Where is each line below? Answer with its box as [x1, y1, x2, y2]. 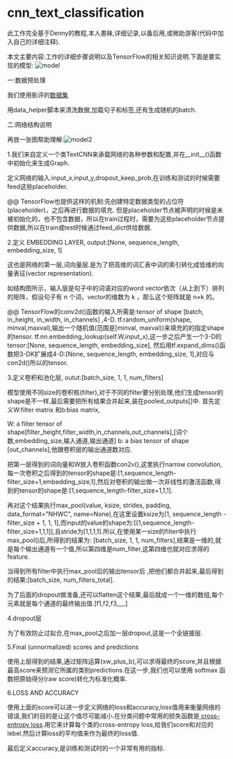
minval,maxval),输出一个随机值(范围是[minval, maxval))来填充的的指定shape [7, 323, 225, 332]
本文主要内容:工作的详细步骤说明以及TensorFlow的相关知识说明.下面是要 [7, 52, 215, 61]
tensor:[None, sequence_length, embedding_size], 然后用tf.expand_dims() [7, 340, 220, 350]
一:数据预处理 [7, 75, 47, 84]
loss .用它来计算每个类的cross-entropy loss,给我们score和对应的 [31, 720, 214, 728]
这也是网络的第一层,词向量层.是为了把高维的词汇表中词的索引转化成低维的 [7, 260, 218, 269]
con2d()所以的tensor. [7, 358, 68, 367]
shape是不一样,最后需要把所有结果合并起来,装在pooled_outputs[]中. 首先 [7, 396, 215, 405]
